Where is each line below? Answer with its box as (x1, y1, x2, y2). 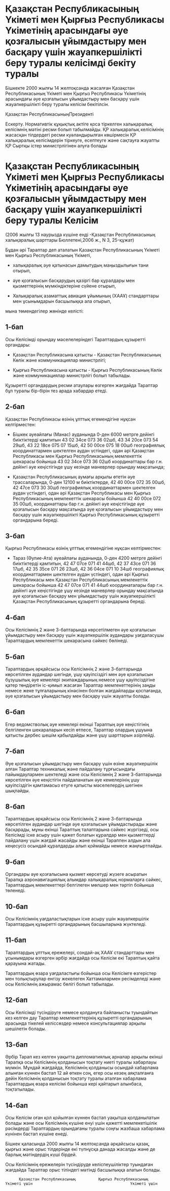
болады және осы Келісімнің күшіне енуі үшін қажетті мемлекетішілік (5, 1120, 157, 1126)
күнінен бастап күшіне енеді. (5, 1131, 69, 1137)
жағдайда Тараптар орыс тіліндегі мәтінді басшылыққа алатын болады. (5, 1167, 161, 1173)
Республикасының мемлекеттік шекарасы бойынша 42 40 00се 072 (12, 495, 161, 501)
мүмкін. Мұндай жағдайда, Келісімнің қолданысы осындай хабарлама (5, 1065, 159, 1071)
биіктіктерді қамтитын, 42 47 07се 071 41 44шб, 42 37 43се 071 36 (12, 560, 156, 566)
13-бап (5, 1041, 28, 1049)
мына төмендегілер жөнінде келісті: (5, 308, 84, 314)
